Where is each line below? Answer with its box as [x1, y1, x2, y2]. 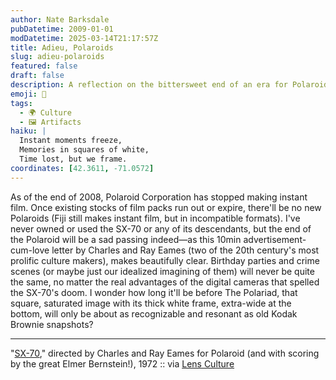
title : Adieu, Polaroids [10, 42, 114, 53]
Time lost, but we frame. [19, 154, 128, 164]
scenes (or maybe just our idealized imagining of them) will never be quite [10, 265, 315, 277]
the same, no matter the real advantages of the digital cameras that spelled [10, 276, 320, 288]
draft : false [10, 71, 65, 81]
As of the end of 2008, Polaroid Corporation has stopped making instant [10, 191, 308, 203]
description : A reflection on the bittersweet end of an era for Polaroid [10, 80, 329, 90]
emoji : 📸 [10, 89, 47, 99]
